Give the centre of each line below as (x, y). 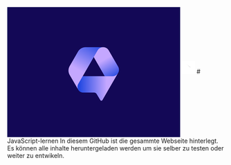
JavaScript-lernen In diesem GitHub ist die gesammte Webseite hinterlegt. (113, 141)
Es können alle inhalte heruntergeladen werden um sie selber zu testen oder (115, 148)
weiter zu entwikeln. (36, 156)
